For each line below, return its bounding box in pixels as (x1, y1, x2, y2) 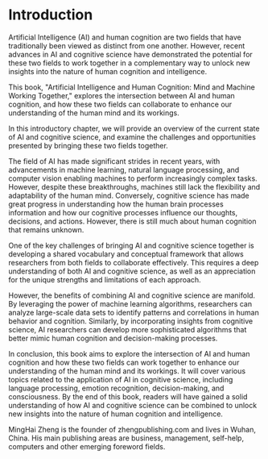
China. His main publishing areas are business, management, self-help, (8, 433, 244, 443)
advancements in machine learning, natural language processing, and (8, 165, 240, 174)
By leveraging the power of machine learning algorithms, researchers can (8, 298, 252, 308)
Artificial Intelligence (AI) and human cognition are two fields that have (8, 32, 241, 42)
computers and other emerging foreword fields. (8, 441, 166, 451)
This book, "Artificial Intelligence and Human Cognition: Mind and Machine (8, 82, 255, 92)
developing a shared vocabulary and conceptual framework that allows (8, 248, 244, 259)
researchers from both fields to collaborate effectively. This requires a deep (8, 257, 259, 267)
